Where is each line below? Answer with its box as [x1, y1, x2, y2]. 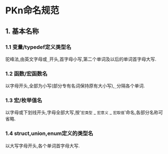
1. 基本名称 [5, 27, 39, 35]
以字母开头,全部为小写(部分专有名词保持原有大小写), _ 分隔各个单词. [5, 83, 145, 89]
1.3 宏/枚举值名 [5, 97, 43, 104]
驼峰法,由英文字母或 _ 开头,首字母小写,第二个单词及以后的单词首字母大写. [5, 56, 157, 62]
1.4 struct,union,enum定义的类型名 [5, 130, 94, 137]
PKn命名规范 [5, 5, 59, 16]
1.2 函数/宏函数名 [5, 70, 48, 77]
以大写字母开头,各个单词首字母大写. [5, 142, 80, 149]
